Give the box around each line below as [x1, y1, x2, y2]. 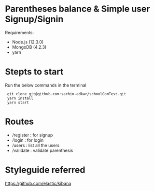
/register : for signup [12, 132, 53, 138]
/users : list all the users [12, 142, 59, 148]
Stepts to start [5, 66, 64, 77]
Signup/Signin [5, 14, 64, 25]
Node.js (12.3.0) [12, 39, 44, 44]
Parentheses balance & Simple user [5, 3, 150, 15]
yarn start [7, 100, 29, 105]
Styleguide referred [5, 164, 85, 175]
